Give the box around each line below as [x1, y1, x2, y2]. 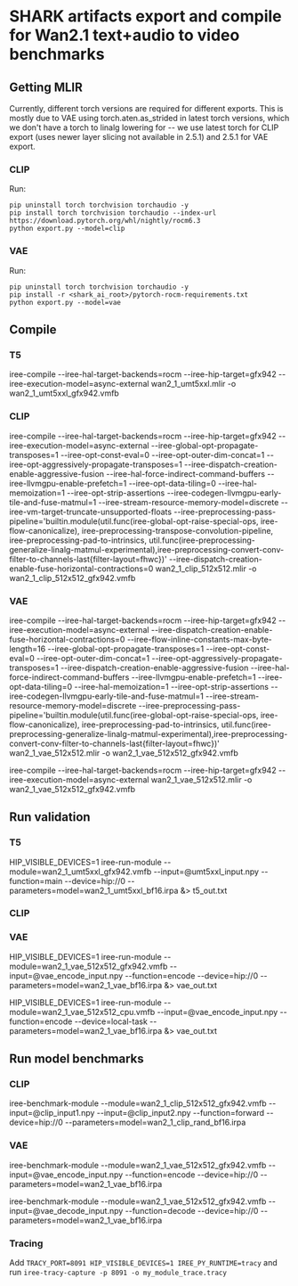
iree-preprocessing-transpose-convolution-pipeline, [81, 525, 274, 536]
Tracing [9, 1237, 44, 1249]
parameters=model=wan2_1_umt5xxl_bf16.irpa [9, 885, 179, 896]
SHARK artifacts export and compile [9, 6, 282, 27]
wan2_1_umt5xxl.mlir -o [150, 379, 237, 389]
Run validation [9, 809, 91, 825]
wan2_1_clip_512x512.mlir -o [155, 563, 257, 574]
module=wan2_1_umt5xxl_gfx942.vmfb [9, 866, 152, 877]
